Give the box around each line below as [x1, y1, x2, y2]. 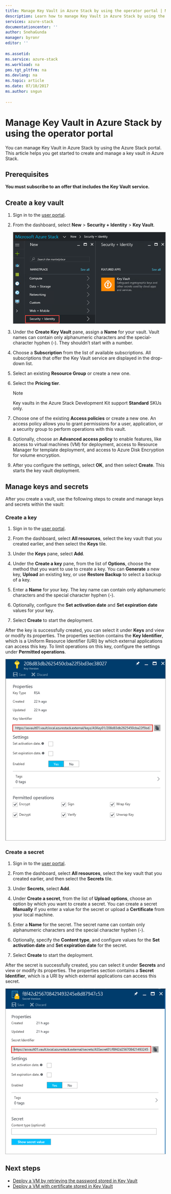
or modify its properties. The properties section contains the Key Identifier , [5, 633, 164, 639]
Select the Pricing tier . [12, 380, 61, 386]
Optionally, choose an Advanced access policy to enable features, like [12, 436, 162, 442]
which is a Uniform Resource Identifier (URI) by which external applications [5, 638, 163, 644]
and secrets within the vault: [5, 501, 65, 507]
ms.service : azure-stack [5, 57, 58, 62]
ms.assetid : [5, 51, 31, 56]
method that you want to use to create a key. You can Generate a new [12, 566, 160, 572]
